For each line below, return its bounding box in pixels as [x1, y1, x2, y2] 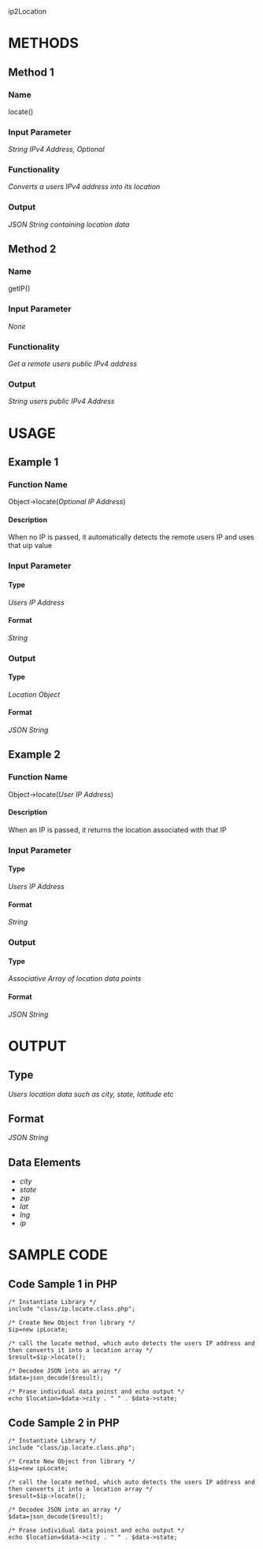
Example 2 [8, 748, 61, 762]
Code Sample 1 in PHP [8, 1277, 118, 1291]
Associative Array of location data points [8, 974, 142, 984]
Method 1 [8, 65, 55, 79]
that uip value [8, 541, 53, 550]
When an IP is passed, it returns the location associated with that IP [8, 825, 227, 834]
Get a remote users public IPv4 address [8, 359, 138, 369]
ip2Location [8, 7, 47, 16]
